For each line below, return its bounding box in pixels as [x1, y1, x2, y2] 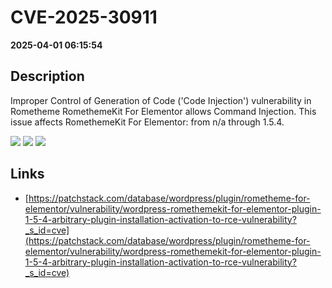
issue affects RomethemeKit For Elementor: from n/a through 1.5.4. [10, 116, 285, 128]
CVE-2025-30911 [10, 6, 158, 29]
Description [10, 68, 85, 85]
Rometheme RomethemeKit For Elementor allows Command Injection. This [10, 105, 317, 117]
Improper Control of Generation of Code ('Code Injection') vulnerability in [10, 94, 312, 106]
